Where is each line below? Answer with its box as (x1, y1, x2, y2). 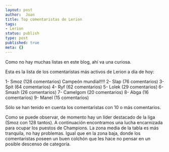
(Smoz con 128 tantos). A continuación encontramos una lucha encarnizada (5, 119, 163, 125)
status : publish (5, 31, 39, 36)
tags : (5, 21, 17, 27)
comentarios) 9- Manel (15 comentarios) (5, 94, 89, 100)
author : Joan (5, 12, 35, 17)
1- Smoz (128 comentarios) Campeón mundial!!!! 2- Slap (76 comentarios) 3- (5, 78, 164, 84)
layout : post (5, 7, 33, 13)
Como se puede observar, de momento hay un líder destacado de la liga (5, 114, 155, 120)
